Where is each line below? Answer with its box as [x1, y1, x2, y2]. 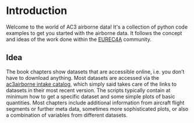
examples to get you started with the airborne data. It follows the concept [6, 29, 182, 36]
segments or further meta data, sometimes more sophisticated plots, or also [6, 105, 189, 112]
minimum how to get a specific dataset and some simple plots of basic [6, 93, 175, 100]
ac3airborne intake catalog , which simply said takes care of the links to [6, 80, 177, 87]
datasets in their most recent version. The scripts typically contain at [6, 86, 171, 94]
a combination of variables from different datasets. [6, 111, 128, 118]
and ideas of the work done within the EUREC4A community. [6, 36, 151, 43]
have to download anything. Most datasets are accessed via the [6, 74, 159, 81]
